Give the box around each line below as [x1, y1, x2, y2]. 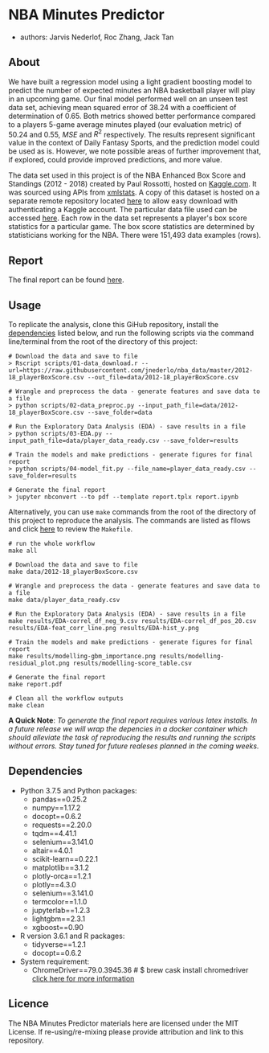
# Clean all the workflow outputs [8, 694, 124, 703]
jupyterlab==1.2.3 [31, 905, 91, 915]
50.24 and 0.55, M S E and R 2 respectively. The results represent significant [8, 128, 255, 139]
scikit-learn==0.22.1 [31, 854, 99, 863]
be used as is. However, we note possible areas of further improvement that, [8, 146, 262, 156]
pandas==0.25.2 [31, 794, 88, 804]
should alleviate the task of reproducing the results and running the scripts [8, 733, 256, 743]
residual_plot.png [8, 659, 70, 668]
